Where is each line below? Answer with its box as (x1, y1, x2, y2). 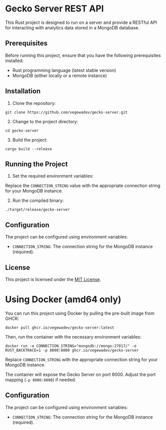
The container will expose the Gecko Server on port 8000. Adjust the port (5, 371, 156, 377)
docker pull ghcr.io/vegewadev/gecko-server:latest (5, 325, 114, 330)
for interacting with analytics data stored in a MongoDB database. (5, 24, 140, 30)
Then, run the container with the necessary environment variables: (5, 334, 142, 340)
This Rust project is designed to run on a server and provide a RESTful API (5, 19, 158, 25)
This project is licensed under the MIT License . (5, 276, 101, 282)
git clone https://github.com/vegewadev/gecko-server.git (5, 110, 128, 115)
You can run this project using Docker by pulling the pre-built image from (5, 310, 155, 316)
